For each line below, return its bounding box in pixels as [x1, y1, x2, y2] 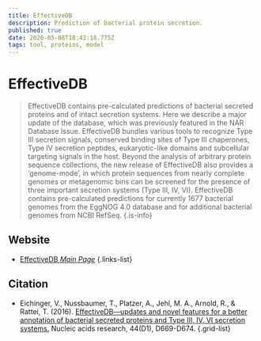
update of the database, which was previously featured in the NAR [27, 118, 244, 127]
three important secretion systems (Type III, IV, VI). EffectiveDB [27, 185, 233, 195]
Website [8, 233, 50, 247]
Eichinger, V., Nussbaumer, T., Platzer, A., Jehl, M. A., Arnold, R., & [19, 298, 236, 308]
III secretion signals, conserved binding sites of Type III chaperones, [27, 135, 250, 145]
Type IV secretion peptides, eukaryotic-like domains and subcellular [27, 143, 250, 153]
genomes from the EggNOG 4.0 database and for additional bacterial [27, 203, 252, 212]
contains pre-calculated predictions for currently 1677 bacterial [27, 194, 234, 203]
